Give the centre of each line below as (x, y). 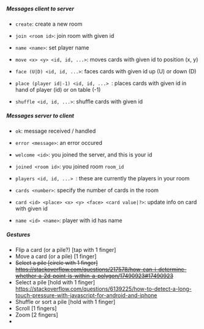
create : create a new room (49, 24)
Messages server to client (40, 116)
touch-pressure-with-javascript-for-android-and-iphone (86, 295)
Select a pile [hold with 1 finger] (55, 282)
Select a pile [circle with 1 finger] (56, 262)
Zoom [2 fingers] (36, 314)
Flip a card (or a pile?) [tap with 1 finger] (66, 250)
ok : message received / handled (55, 131)
